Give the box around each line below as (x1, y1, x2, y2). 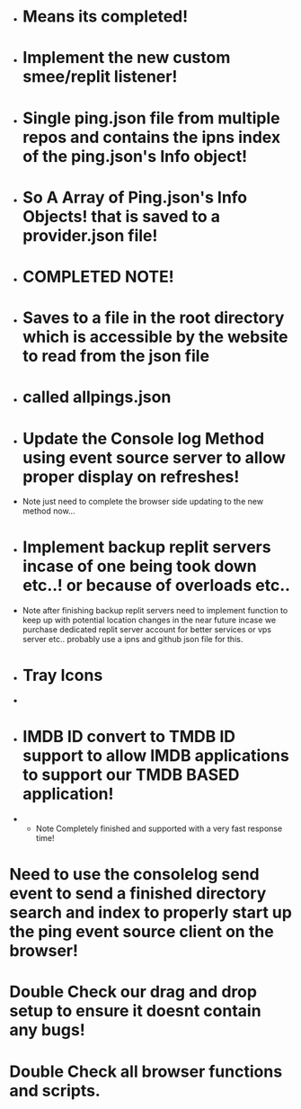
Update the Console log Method (22, 428, 265, 449)
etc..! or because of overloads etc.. (22, 576, 290, 595)
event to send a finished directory (9, 883, 267, 904)
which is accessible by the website (22, 326, 288, 347)
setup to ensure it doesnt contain (9, 1001, 262, 1022)
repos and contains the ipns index (22, 127, 281, 148)
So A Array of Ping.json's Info (22, 187, 248, 208)
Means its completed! (22, 6, 189, 27)
